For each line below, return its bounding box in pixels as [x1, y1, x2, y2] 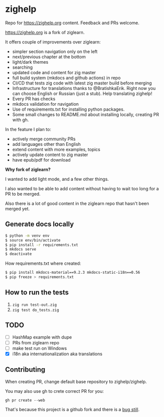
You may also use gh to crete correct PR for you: [5, 388, 104, 394]
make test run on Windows [12, 345, 67, 351]
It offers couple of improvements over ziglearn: [5, 39, 101, 45]
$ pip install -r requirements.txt [5, 242, 79, 248]
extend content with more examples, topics [12, 146, 100, 152]
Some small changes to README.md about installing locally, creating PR [12, 111, 160, 117]
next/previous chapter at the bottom [12, 53, 86, 60]
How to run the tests [5, 288, 69, 297]
